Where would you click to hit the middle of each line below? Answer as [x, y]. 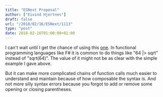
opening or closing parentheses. [39, 89]
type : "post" [19, 29]
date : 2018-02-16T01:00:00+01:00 [40, 33]
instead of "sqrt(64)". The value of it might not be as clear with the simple [81, 58]
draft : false [19, 19]
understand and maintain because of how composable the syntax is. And [81, 79]
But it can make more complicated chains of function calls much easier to [81, 73]
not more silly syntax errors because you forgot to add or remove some [79, 84]
